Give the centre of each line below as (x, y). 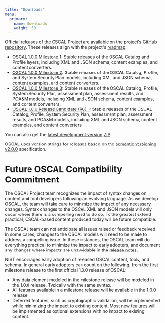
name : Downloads (31, 23)
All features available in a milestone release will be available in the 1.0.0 (84, 290)
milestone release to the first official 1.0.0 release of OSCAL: (66, 270)
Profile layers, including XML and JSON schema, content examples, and (85, 62)
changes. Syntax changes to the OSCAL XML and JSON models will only (79, 209)
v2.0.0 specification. (26, 149)
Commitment (32, 180)
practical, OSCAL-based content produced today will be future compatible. (81, 219)
